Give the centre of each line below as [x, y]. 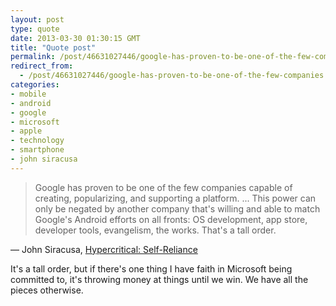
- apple [26, 131]
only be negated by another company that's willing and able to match [177, 208]
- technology [37, 141]
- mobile [28, 94]
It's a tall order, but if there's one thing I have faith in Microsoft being [151, 268]
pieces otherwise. [47, 290]
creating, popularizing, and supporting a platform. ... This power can [175, 198]
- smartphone [37, 150]
